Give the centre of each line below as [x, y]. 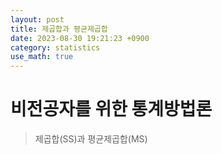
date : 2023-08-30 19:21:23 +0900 [80, 38]
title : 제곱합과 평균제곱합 [59, 29]
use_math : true [42, 57]
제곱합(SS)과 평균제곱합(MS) [91, 139]
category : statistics [55, 47]
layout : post [37, 19]
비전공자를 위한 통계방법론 [111, 109]
